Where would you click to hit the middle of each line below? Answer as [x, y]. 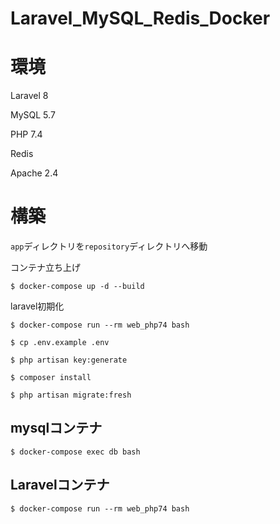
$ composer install [51, 378]
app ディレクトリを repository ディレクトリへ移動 [109, 246]
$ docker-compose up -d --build [77, 287]
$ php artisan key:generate [69, 360]
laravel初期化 [37, 306]
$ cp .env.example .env [60, 343]
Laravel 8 [29, 96]
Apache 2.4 [34, 173]
